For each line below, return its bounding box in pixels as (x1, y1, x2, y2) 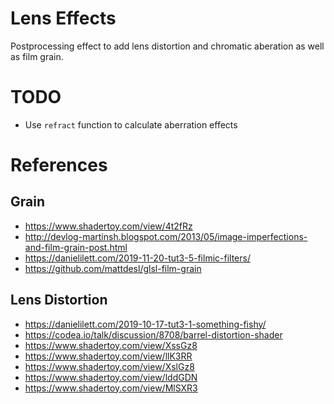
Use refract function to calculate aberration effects (24, 118, 238, 131)
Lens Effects (10, 7, 117, 30)
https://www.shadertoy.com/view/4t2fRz (24, 220, 193, 232)
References (10, 154, 108, 177)
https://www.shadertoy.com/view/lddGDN (24, 371, 198, 383)
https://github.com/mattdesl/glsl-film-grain (24, 262, 202, 274)
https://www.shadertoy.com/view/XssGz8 (24, 339, 198, 351)
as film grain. (10, 50, 64, 62)
